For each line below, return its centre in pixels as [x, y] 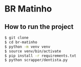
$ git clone [16, 38]
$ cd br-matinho [21, 42]
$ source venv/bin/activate [33, 51]
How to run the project [39, 27]
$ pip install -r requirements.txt [40, 56]
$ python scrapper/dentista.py [36, 60]
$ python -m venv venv [27, 47]
